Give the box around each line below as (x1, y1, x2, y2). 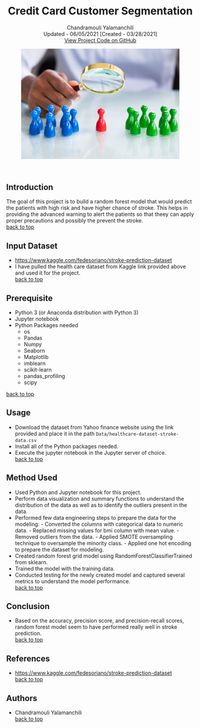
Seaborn (23, 347, 45, 354)
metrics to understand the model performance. (14, 577, 131, 584)
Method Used (6, 473, 58, 483)
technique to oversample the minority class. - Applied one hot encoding (14, 540, 192, 547)
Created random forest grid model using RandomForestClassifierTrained (14, 552, 192, 559)
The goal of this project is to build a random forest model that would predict (6, 198, 192, 205)
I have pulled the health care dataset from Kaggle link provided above (14, 263, 186, 270)
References (6, 653, 50, 663)
